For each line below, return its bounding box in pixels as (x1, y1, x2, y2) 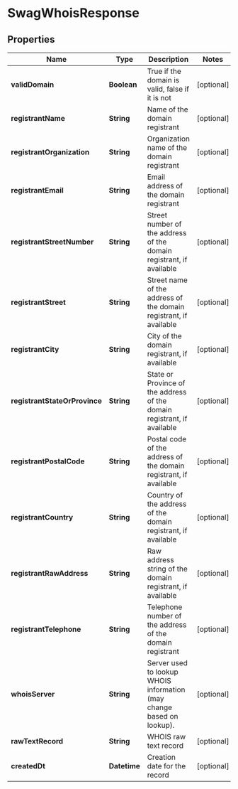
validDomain (11, 80, 55, 90)
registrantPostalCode (11, 456, 85, 466)
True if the (147, 66, 182, 76)
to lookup (147, 667, 178, 677)
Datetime (108, 761, 140, 771)
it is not (147, 93, 171, 102)
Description (148, 55, 189, 64)
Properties (7, 33, 55, 45)
